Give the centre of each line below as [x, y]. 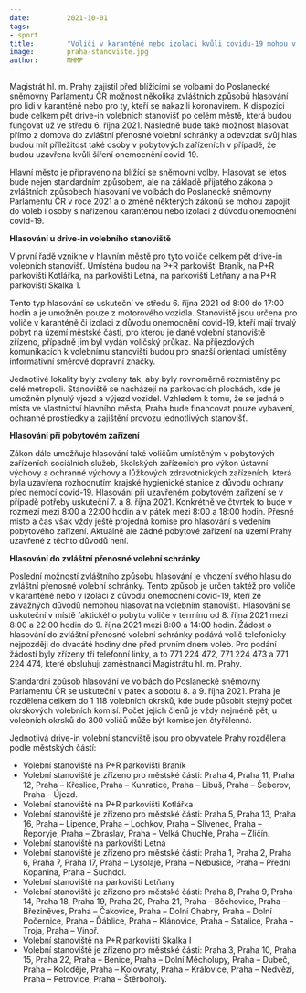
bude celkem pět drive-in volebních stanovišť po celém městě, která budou [151, 116]
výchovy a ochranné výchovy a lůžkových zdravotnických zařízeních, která [151, 473]
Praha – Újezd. [50, 795]
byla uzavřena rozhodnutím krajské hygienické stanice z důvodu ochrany [147, 482]
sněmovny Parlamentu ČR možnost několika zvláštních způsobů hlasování [149, 96]
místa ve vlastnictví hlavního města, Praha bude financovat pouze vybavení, [152, 408]
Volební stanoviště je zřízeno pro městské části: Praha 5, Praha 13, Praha [159, 814]
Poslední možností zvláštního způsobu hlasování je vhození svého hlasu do [151, 576]
